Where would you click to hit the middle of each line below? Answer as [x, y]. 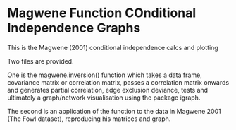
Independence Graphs [74, 28]
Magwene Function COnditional [102, 13]
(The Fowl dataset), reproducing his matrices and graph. [89, 119]
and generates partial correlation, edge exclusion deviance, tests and [108, 90]
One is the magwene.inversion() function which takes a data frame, [105, 75]
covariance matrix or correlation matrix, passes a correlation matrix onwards [118, 82]
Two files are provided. [41, 61]
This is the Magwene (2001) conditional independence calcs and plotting [113, 47]
